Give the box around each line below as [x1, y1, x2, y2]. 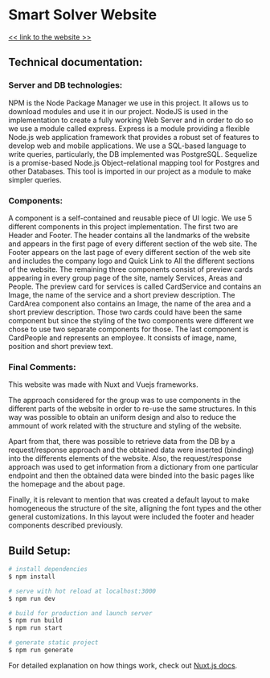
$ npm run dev [8, 594, 56, 602]
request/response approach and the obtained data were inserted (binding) [8, 445, 255, 455]
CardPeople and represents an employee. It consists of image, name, [8, 332, 237, 343]
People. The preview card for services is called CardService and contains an [8, 281, 262, 291]
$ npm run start [8, 624, 63, 632]
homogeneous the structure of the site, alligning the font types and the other [8, 503, 262, 513]
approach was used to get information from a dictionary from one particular [8, 462, 259, 472]
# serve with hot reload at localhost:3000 [8, 587, 157, 595]
